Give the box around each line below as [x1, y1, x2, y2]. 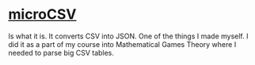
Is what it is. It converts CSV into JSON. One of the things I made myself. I [8, 31, 249, 41]
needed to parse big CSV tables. [8, 48, 115, 57]
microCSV [8, 5, 77, 23]
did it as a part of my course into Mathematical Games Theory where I [8, 39, 237, 49]
